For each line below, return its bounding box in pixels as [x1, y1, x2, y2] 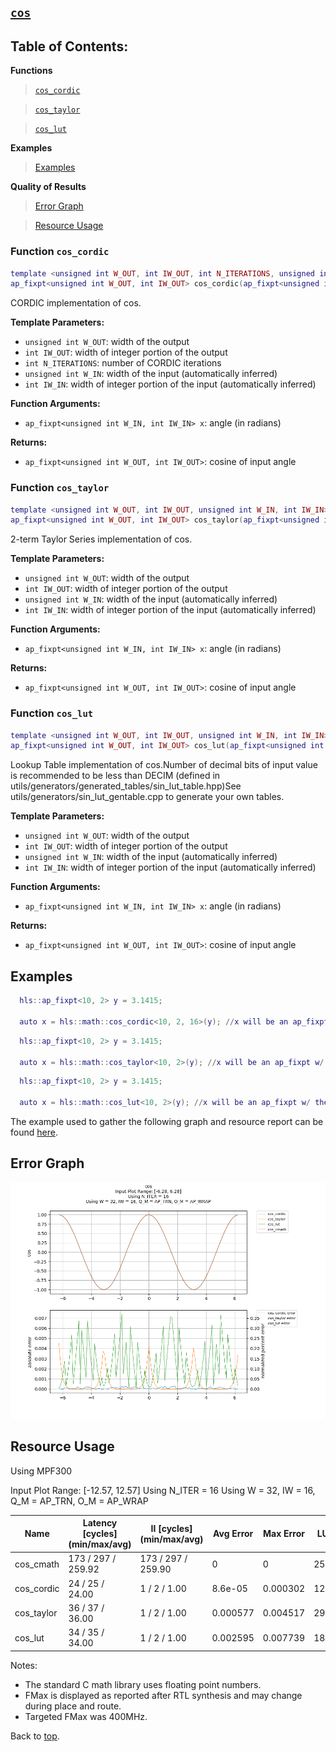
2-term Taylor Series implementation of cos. [10, 533, 193, 545]
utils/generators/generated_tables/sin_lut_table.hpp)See [10, 780, 242, 792]
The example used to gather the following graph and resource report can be [10, 1116, 324, 1128]
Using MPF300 [10, 1465, 73, 1477]
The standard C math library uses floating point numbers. [24, 1678, 262, 1690]
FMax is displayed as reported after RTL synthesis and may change [24, 1689, 303, 1701]
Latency [82, 1517, 118, 1529]
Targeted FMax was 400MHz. [24, 1710, 148, 1722]
